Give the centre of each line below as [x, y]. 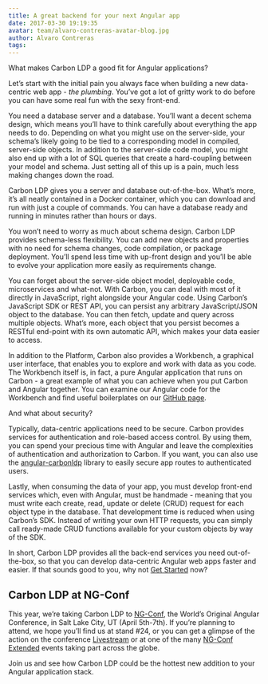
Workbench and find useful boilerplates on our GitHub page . [108, 398]
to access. [25, 340]
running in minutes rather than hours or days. [83, 216]
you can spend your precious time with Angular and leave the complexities [131, 446]
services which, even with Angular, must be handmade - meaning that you [130, 495]
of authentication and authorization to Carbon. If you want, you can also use [133, 454]
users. [19, 471]
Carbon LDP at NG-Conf [69, 595]
